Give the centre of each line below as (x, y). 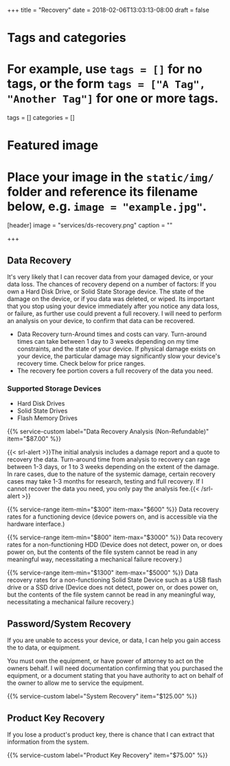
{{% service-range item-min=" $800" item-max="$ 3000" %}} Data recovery (115, 537)
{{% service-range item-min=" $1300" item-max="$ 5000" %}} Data (103, 573)
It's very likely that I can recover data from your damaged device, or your (111, 277)
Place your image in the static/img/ (111, 177)
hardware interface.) (36, 524)
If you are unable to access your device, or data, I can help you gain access (114, 641)
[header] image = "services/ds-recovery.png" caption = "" (90, 225)
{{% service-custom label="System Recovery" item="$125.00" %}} (102, 696)
